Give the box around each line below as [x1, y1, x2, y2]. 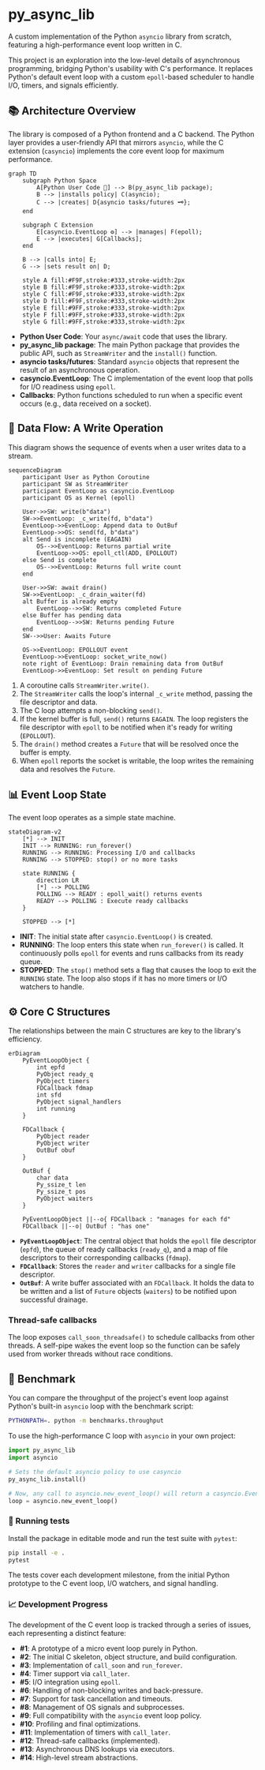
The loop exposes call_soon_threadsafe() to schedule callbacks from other [8, 1333, 255, 1342]
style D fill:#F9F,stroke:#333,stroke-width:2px [22, 297, 185, 305]
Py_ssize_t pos [36, 1188, 87, 1196]
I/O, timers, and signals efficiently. [8, 81, 119, 90]
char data [36, 1174, 69, 1182]
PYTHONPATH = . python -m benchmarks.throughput [8, 1417, 164, 1425]
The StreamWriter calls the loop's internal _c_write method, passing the [19, 688, 253, 698]
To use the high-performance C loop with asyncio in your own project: [8, 1431, 236, 1441]
